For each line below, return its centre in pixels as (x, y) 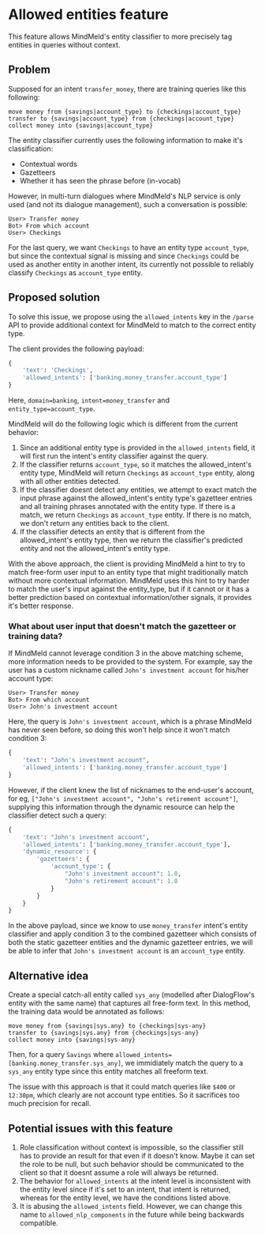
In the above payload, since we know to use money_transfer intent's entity (128, 926)
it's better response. (41, 606)
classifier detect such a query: (58, 815)
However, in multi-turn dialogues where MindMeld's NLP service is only (125, 196)
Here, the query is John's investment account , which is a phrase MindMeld (130, 722)
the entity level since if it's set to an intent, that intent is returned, (125, 1189)
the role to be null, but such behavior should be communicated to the (132, 1164)
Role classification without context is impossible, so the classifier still (132, 1147)
